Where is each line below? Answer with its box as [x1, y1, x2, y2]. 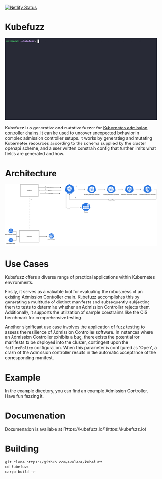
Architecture [5, 168, 57, 179]
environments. [5, 279, 34, 286]
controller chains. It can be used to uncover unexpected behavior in [5, 130, 140, 136]
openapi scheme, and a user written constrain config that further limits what [5, 145, 156, 151]
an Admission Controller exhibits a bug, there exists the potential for [5, 335, 140, 340]
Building [5, 443, 39, 454]
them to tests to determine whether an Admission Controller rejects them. [5, 304, 151, 310]
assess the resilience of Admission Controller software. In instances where [5, 329, 153, 335]
